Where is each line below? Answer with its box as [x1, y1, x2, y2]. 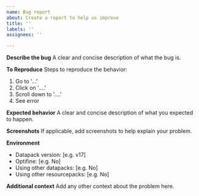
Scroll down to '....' [15, 91, 62, 98]
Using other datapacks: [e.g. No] [15, 164, 98, 171]
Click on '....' [15, 84, 47, 92]
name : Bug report [6, 9, 51, 15]
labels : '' [6, 26, 34, 32]
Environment [6, 139, 40, 147]
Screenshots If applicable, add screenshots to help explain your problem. [6, 127, 192, 135]
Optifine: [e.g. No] [15, 157, 61, 165]
